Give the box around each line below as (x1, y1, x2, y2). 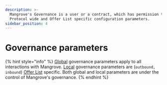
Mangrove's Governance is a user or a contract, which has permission (9, 12, 159, 17)
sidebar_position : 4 (5, 21, 48, 26)
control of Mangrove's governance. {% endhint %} (5, 75, 109, 81)
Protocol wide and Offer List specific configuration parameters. (9, 16, 150, 21)
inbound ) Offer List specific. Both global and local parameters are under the (5, 69, 159, 75)
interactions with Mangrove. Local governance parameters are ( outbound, (5, 64, 156, 70)
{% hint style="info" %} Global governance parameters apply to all (5, 59, 142, 65)
